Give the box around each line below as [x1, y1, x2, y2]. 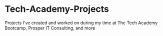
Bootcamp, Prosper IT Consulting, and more [4, 25, 95, 31]
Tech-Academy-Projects [4, 3, 109, 15]
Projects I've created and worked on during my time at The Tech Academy [4, 20, 158, 26]
